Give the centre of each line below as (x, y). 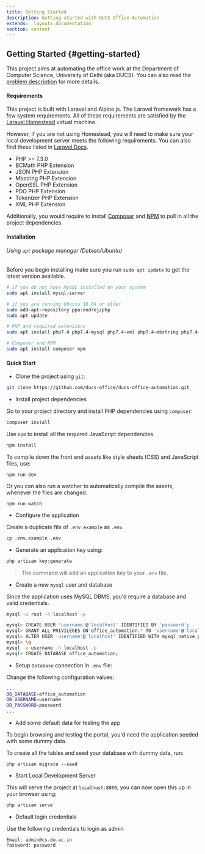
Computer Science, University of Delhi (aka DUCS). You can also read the (99, 75)
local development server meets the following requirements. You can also (99, 141)
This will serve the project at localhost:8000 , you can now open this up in (99, 787)
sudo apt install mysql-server (46, 293)
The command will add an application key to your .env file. (95, 573)
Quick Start (21, 363)
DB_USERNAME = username (34, 700)
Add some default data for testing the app (68, 723)
